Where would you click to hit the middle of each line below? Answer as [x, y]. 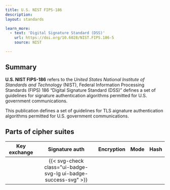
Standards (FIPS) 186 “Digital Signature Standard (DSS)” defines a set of [80, 90]
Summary [21, 67]
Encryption [112, 149]
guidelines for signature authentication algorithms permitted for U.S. [76, 95]
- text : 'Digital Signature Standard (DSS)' [57, 33]
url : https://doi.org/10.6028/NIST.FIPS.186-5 [64, 38]
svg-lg [53, 173]
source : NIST [28, 43]
